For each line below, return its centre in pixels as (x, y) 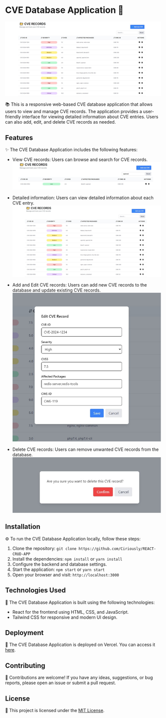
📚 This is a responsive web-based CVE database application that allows (79, 104)
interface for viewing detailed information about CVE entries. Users (90, 117)
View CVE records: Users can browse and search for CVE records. (80, 159)
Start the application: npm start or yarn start (59, 569)
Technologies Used (35, 590)
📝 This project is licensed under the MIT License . (55, 710)
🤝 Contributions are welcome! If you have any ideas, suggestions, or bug (79, 678)
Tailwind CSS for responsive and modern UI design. (65, 617)
